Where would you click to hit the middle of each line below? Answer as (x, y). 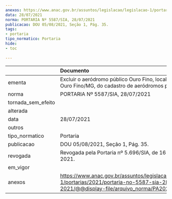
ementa (17, 82)
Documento (75, 70)
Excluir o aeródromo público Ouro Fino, (107, 79)
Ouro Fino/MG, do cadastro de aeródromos (112, 85)
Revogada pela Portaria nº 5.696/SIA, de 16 (113, 152)
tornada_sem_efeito (31, 102)
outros (16, 128)
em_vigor (19, 167)
